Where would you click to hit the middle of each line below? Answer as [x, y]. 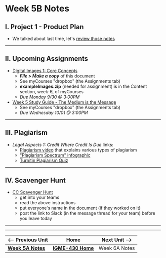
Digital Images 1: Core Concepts [45, 71]
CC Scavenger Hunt [33, 192]
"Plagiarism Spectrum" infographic [55, 155]
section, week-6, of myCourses [52, 91]
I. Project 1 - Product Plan [44, 27]
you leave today [36, 219]
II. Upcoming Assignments [47, 59]
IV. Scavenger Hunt [35, 181]
